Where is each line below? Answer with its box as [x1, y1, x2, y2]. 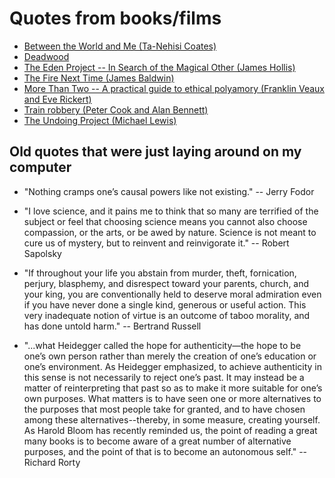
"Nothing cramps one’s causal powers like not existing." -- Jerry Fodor [23, 185, 315, 197]
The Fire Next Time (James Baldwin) [23, 72, 175, 84]
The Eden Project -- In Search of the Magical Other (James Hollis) [23, 61, 296, 73]
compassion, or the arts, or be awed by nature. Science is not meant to [23, 226, 317, 238]
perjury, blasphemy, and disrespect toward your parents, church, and [23, 277, 310, 289]
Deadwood [23, 50, 70, 62]
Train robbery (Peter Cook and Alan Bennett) [23, 103, 209, 116]
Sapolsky [23, 247, 62, 259]
